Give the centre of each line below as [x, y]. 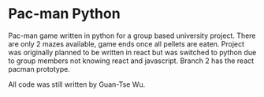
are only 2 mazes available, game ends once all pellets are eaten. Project [126, 43]
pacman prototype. [39, 69]
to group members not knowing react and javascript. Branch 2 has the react [131, 61]
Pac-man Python [64, 14]
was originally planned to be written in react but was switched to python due [132, 52]
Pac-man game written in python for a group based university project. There [132, 35]
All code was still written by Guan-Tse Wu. [77, 84]
